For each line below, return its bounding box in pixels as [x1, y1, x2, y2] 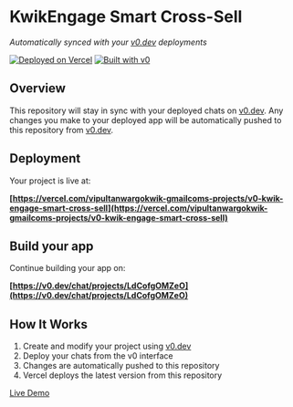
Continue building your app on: [9, 263, 126, 274]
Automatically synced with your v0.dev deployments [9, 37, 207, 47]
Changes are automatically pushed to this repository [22, 360, 220, 371]
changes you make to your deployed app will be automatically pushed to [9, 114, 282, 125]
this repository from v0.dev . [9, 124, 114, 135]
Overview [9, 80, 67, 97]
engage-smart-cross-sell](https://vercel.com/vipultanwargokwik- [9, 203, 268, 214]
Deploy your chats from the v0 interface [22, 350, 173, 361]
